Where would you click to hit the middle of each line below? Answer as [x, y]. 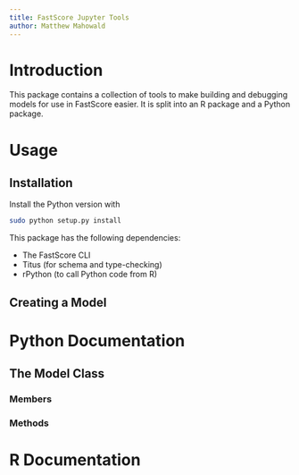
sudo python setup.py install [66, 221]
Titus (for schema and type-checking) [92, 265]
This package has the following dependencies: [95, 238]
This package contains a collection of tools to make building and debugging [149, 95]
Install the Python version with [65, 204]
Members [30, 399]
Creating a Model [58, 302]
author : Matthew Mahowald [57, 26]
